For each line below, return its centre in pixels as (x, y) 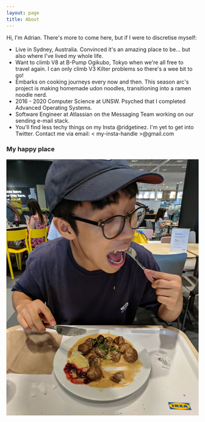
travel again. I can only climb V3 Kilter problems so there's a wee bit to (104, 69)
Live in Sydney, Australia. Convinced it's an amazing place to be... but (103, 49)
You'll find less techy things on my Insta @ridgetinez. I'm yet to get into (104, 127)
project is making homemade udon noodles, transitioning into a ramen (103, 88)
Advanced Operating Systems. (54, 107)
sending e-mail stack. (42, 120)
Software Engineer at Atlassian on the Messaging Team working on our (104, 114)
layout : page (23, 13)
